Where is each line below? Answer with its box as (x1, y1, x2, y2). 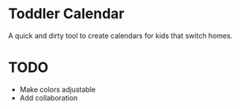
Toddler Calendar (8, 5, 125, 23)
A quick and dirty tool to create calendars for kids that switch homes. (8, 31, 233, 40)
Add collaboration (19, 92, 78, 103)
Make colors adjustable (19, 85, 96, 94)
